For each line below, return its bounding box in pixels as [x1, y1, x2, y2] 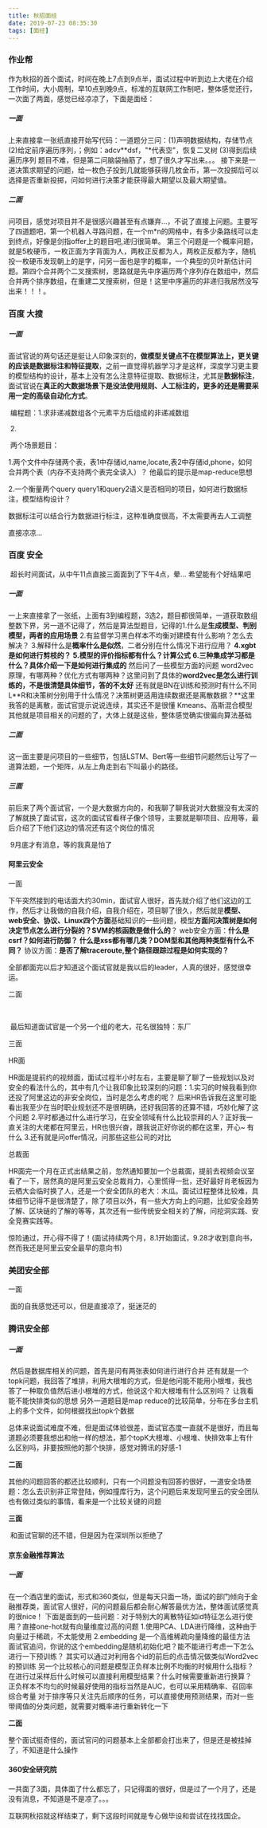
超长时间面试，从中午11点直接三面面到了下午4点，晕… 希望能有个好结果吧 [10, 569, 252, 579]
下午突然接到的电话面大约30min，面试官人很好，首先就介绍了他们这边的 [8, 895, 245, 905]
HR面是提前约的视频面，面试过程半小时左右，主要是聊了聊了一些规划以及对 [8, 1072, 255, 1082]
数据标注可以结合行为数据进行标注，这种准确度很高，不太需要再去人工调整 [8, 511, 252, 521]
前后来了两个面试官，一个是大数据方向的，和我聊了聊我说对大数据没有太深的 [8, 803, 259, 812]
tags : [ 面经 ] [8, 26, 49, 34]
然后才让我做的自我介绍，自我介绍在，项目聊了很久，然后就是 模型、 [21, 906, 245, 915]
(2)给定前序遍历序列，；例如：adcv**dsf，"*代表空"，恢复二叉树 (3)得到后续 [8, 145, 257, 155]
